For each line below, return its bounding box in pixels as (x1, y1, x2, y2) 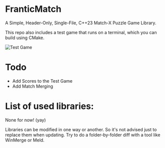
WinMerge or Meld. (5, 137, 45, 143)
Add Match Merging (12, 83, 54, 89)
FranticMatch (5, 3, 62, 15)
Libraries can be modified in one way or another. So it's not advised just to (5, 126, 157, 132)
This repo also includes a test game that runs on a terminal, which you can (5, 29, 157, 35)
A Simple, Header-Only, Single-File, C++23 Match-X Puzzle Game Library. (5, 20, 157, 26)
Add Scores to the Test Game (12, 78, 73, 84)
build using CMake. (5, 35, 45, 41)
